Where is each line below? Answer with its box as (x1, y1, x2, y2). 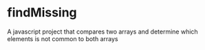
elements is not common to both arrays (7, 34, 118, 42)
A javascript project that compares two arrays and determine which (7, 27, 198, 36)
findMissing (7, 5, 77, 21)
